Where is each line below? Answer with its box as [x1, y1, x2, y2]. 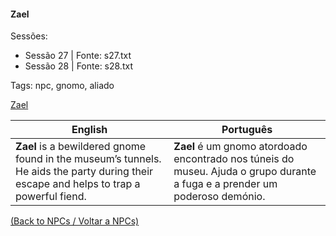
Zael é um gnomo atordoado [173, 140, 308, 154]
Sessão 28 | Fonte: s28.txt [24, 60, 133, 72]
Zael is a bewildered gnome [15, 140, 147, 154]
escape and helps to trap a [15, 177, 141, 191]
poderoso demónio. [173, 190, 266, 204]
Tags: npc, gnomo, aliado [10, 80, 115, 92]
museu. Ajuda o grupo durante [173, 165, 317, 179]
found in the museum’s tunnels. [15, 152, 162, 166]
